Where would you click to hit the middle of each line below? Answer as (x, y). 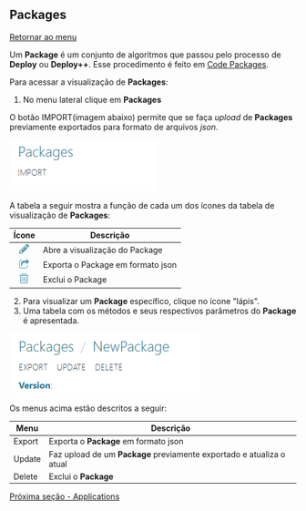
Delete (25, 476)
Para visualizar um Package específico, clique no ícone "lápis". (141, 301)
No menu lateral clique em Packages (92, 99)
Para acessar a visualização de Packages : (89, 82)
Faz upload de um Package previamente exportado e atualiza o (167, 454)
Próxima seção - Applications (65, 496)
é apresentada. (51, 320)
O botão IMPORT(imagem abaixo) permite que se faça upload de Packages (151, 117)
